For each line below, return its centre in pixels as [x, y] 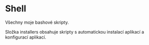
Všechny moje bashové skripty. [37, 22]
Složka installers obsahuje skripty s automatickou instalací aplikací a [75, 32]
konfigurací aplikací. [26, 37]
